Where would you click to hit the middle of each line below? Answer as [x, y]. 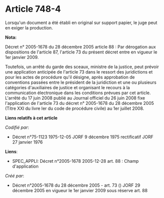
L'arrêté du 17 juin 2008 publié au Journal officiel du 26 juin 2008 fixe [75, 98]
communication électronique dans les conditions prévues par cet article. [78, 93]
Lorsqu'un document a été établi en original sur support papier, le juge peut [81, 23]
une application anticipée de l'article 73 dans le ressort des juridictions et [79, 72]
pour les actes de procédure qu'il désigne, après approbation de [70, 77]
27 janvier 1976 [27, 142]
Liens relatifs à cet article [31, 118]
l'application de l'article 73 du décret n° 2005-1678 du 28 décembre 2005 [80, 103]
